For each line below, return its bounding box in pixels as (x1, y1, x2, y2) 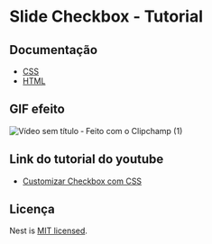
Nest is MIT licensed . (9, 225, 88, 236)
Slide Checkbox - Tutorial (9, 6, 204, 27)
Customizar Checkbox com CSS (22, 176, 143, 186)
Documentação (9, 42, 97, 58)
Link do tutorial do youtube (9, 151, 164, 167)
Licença (9, 202, 56, 217)
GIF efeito (9, 102, 65, 117)
